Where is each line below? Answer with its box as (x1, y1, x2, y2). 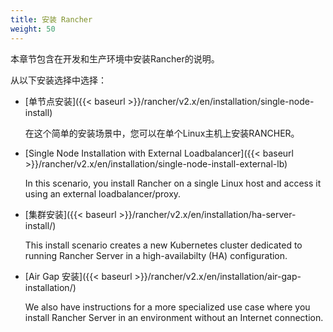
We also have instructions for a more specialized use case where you (24, 301, 311, 313)
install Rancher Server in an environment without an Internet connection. (24, 311, 324, 323)
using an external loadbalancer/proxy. (24, 187, 182, 200)
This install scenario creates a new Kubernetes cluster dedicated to (24, 239, 303, 251)
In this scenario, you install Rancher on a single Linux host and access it (24, 177, 322, 189)
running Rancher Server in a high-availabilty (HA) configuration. (24, 249, 288, 261)
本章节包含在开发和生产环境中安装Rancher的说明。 (10, 52, 220, 65)
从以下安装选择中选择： (10, 74, 107, 86)
